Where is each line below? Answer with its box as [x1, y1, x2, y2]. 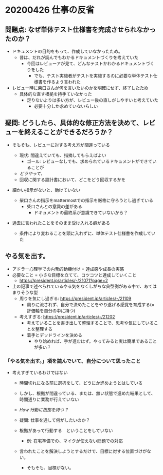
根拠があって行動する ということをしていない [19, 427, 113, 433]
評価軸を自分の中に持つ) [26, 308, 75, 314]
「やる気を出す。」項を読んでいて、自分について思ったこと [5, 357, 141, 364]
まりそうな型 [12, 289, 38, 295]
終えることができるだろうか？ [24, 128, 113, 137]
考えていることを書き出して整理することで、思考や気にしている [26, 320, 154, 326]
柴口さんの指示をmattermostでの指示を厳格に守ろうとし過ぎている [19, 197, 154, 203]
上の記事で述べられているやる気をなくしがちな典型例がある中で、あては [12, 283, 157, 289]
